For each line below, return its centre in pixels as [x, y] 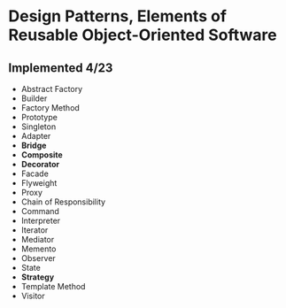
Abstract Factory [52, 89]
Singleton [39, 127]
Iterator [35, 230]
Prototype [39, 117]
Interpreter [41, 220]
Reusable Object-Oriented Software [143, 35]
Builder [34, 98]
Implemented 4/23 [61, 68]
